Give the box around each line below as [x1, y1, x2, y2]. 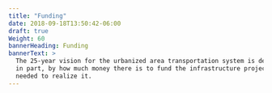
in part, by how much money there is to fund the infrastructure [15, 65, 241, 73]
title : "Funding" [8, 11, 67, 20]
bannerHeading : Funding [8, 42, 89, 50]
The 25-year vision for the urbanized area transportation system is [15, 57, 255, 66]
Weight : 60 [8, 34, 45, 43]
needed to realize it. [15, 72, 92, 80]
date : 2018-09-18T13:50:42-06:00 [8, 19, 121, 27]
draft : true [8, 27, 49, 35]
